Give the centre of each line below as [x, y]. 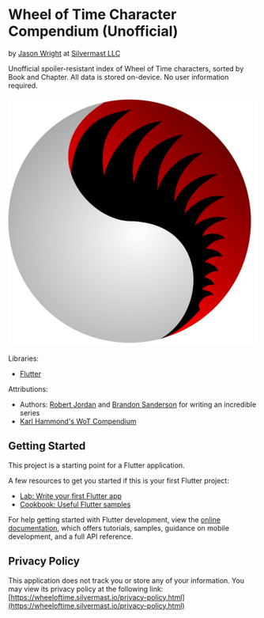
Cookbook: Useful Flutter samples [75, 504]
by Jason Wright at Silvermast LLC [64, 53]
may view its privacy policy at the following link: [86, 589]
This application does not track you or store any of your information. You [126, 580]
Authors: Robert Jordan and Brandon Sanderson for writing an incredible [138, 404]
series [30, 412]
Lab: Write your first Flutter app [71, 495]
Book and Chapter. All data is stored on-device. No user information [119, 77]
